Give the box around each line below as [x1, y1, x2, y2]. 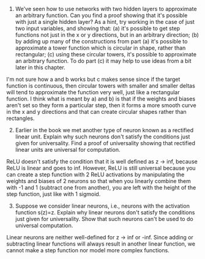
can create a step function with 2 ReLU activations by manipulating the [6, 171, 185, 178]
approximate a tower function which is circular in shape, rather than [15, 44, 186, 51]
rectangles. [6, 114, 35, 122]
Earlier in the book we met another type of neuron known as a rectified [15, 127, 194, 133]
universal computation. [15, 222, 73, 229]
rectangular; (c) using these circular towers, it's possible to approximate [15, 51, 197, 58]
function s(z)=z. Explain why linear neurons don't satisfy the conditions [15, 209, 195, 216]
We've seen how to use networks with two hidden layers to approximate [15, 6, 197, 12]
